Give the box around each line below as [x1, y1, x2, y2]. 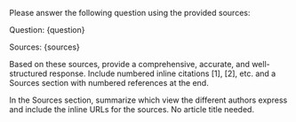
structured [9, 68, 48, 79]
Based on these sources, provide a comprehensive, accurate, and [9, 59, 251, 69]
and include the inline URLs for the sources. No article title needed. [9, 104, 255, 114]
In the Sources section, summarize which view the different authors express [9, 95, 288, 105]
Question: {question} [9, 25, 85, 34]
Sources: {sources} [9, 42, 80, 52]
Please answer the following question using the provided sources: [9, 8, 251, 18]
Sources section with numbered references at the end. [9, 78, 209, 88]
